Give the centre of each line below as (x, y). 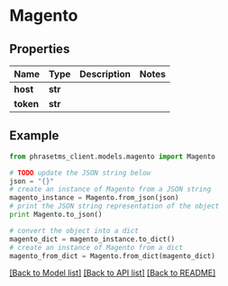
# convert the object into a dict (74, 230)
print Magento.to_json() (56, 215)
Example (34, 136)
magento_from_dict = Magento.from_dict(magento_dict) (113, 256)
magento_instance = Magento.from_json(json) (94, 198)
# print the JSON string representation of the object (114, 206)
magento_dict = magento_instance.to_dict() (92, 239)
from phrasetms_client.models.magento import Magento (113, 156)
